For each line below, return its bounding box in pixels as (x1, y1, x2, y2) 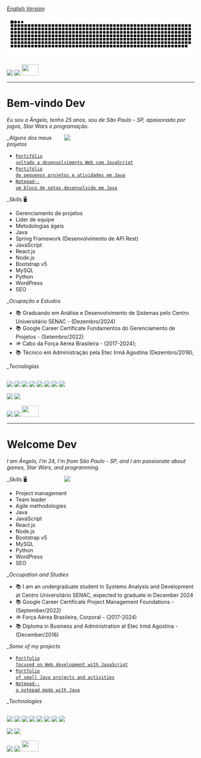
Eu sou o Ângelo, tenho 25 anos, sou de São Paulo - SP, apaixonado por (7, 116, 185, 123)
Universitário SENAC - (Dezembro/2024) (15, 318, 116, 325)
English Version (7, 5, 45, 12)
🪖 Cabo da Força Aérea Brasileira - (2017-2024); (15, 340, 137, 347)
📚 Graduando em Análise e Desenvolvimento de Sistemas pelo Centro (15, 309, 190, 316)
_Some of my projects (7, 642, 60, 650)
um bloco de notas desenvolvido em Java (15, 185, 117, 191)
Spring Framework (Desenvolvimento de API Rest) (15, 235, 139, 242)
